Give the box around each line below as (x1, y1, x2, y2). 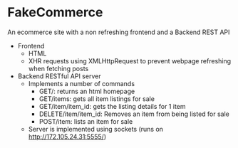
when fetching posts (28, 64, 89, 73)
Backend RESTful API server (17, 72, 101, 80)
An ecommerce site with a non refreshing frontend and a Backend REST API (7, 28, 230, 36)
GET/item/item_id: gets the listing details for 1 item (38, 102, 187, 110)
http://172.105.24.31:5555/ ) (28, 132, 107, 141)
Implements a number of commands (28, 79, 135, 88)
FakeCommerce (7, 4, 103, 21)
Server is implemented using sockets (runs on (28, 125, 164, 133)
